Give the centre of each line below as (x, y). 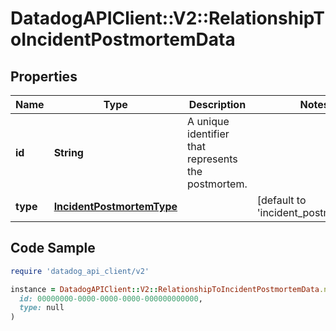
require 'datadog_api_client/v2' (80, 271)
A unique (208, 121)
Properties (44, 76)
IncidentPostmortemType (115, 206)
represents (212, 159)
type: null (42, 308)
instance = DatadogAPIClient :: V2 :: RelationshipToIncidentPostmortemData (165, 289)
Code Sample (53, 248)
